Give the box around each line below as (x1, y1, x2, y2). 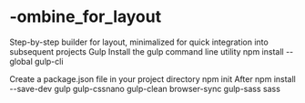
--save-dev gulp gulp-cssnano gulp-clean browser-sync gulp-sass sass (9, 83, 280, 94)
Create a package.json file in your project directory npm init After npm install (9, 73, 296, 84)
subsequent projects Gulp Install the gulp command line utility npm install (9, 46, 284, 57)
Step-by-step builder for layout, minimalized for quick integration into (9, 36, 269, 47)
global (9, 56, 34, 67)
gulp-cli (35, 56, 64, 67)
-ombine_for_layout (9, 6, 162, 27)
